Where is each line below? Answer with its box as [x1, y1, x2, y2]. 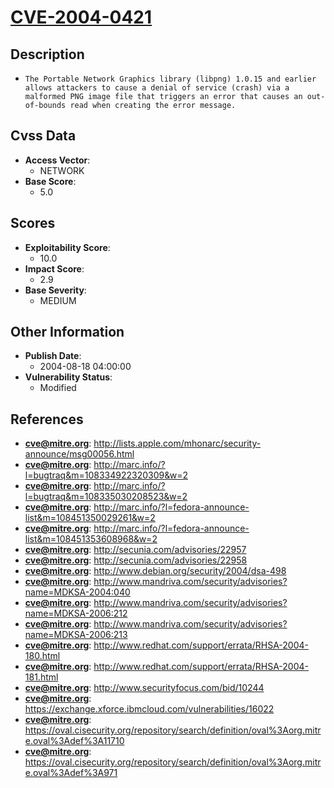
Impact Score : [24, 262, 85, 275]
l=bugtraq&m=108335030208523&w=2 [24, 491, 188, 503]
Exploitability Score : [24, 241, 111, 253]
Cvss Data [10, 127, 77, 145]
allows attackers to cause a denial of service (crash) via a [24, 83, 290, 93]
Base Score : [24, 175, 77, 187]
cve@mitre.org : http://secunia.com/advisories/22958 [24, 554, 248, 566]
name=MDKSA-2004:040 [24, 586, 131, 598]
